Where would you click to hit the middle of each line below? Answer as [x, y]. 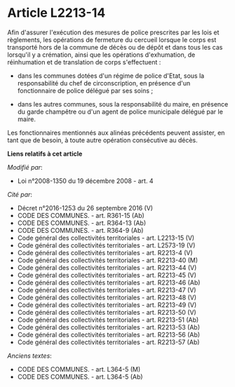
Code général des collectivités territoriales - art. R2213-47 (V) [107, 290]
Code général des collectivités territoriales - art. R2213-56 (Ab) [109, 334]
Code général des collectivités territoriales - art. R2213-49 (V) [107, 305]
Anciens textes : [30, 355]
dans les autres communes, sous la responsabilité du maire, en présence [123, 104]
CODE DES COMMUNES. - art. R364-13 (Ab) [82, 223]
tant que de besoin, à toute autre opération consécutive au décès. [102, 140]
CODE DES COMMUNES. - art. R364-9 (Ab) [80, 230]
